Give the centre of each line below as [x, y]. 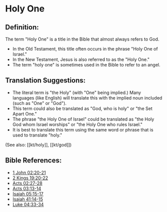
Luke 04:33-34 [28, 204]
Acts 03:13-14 [27, 188]
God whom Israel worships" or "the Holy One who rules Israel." [77, 124]
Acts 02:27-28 [27, 183]
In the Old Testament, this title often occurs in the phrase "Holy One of [85, 49]
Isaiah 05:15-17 [28, 193]
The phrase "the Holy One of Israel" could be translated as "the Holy [83, 119]
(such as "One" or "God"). [39, 103]
